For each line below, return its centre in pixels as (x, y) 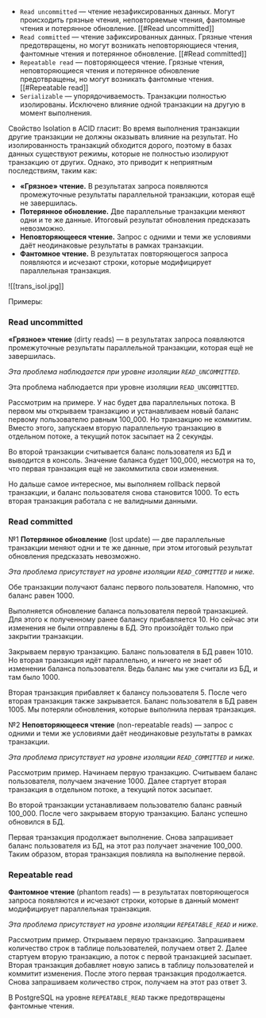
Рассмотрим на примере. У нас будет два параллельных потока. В (122, 403)
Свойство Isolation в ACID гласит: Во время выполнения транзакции (124, 128)
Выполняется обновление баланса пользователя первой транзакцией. (128, 610)
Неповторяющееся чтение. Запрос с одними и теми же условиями (135, 237)
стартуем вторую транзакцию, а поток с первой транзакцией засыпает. (130, 956)
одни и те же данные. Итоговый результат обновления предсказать (135, 220)
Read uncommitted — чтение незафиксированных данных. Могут (127, 12)
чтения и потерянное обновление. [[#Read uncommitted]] (117, 28)
